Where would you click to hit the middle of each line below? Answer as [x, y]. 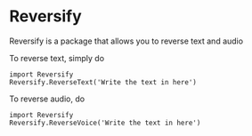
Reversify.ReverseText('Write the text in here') [103, 82]
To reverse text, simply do [57, 58]
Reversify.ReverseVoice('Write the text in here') [105, 123]
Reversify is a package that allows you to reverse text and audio [126, 41]
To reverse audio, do [47, 99]
